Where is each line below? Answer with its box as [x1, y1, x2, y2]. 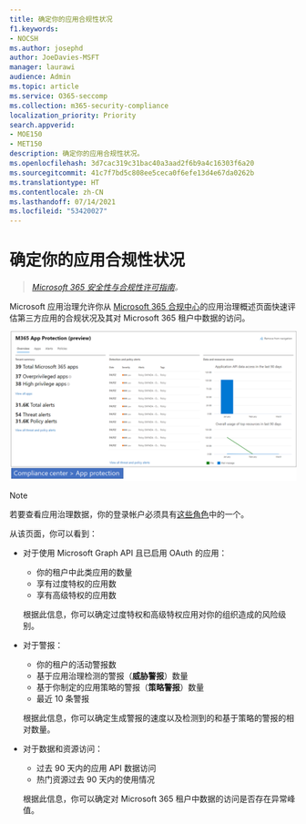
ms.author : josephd [9, 44, 84, 53]
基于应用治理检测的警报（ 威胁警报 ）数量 [36, 670, 189, 681]
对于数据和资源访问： [22, 743, 103, 754]
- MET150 [9, 139, 43, 149]
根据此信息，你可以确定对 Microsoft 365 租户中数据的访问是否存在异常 [22, 793, 288, 804]
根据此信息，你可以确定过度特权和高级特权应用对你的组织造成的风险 [22, 608, 279, 619]
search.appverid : [9, 120, 76, 129]
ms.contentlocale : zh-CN [9, 188, 104, 197]
